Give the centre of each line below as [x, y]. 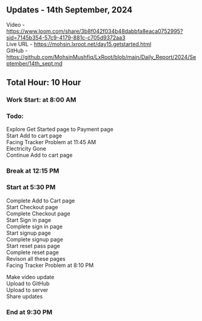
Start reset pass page [33, 246]
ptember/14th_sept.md [34, 63]
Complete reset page [33, 252]
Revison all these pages [36, 258]
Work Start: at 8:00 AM [41, 100]
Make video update [30, 277]
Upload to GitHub [28, 283]
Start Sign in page [29, 220]
